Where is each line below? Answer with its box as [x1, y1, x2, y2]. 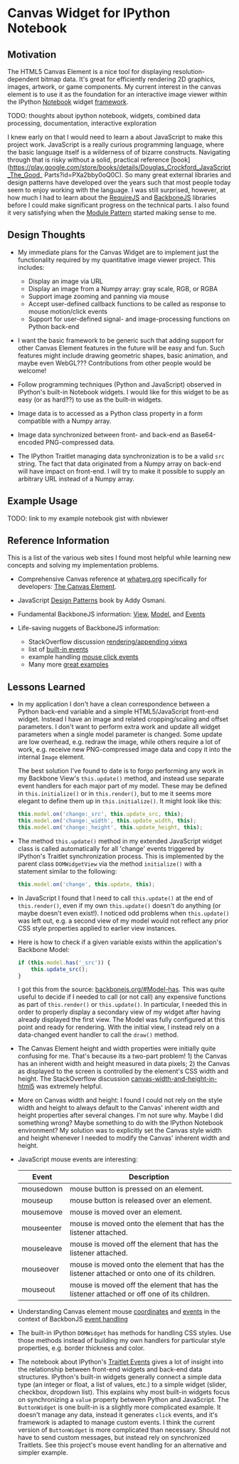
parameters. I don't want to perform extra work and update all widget [17, 723, 221, 731]
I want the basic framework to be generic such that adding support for [17, 336, 224, 345]
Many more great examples [28, 660, 109, 669]
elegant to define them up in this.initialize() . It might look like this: [17, 797, 222, 805]
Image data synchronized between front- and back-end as [17, 430, 190, 439]
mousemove [21, 1207, 63, 1217]
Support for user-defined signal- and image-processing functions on [28, 315, 230, 323]
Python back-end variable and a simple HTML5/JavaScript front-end [17, 707, 219, 716]
